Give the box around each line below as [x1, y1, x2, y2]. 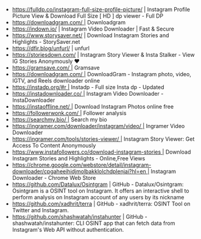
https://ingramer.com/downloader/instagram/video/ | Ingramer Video [12, 123, 185, 129]
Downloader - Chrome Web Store [12, 174, 96, 181]
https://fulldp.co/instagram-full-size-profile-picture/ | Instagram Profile [12, 6, 191, 13]
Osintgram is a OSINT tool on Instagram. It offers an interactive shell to [12, 187, 190, 194]
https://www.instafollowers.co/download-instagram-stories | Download [12, 148, 191, 155]
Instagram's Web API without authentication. [12, 226, 124, 233]
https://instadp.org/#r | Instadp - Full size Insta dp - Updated [12, 84, 164, 91]
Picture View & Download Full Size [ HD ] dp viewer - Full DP [12, 12, 164, 20]
